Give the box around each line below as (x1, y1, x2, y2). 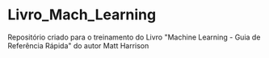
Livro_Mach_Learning (7, 6, 157, 24)
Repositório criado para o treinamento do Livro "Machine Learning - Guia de (7, 32, 261, 42)
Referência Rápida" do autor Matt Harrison (7, 40, 149, 50)
